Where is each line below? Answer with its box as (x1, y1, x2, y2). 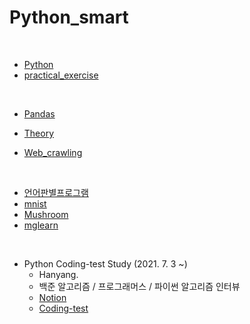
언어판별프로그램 (23, 186, 89, 198)
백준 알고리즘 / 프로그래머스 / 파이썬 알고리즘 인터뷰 (38, 280, 241, 292)
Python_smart (9, 6, 129, 29)
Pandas (23, 107, 56, 120)
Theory (23, 127, 55, 139)
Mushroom (23, 208, 69, 220)
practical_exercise (23, 69, 99, 81)
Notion (38, 291, 67, 303)
